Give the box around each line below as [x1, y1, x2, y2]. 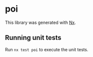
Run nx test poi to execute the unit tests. [5, 46, 89, 52]
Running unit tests [5, 34, 62, 42]
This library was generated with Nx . [5, 19, 76, 25]
